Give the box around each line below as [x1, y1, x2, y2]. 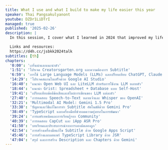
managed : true [5, 21, 35, 26]
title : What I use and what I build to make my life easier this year [5, 7, 155, 12]
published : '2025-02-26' [5, 26, 57, 31]
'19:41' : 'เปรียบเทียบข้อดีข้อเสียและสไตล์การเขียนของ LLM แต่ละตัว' [9, 90, 116, 95]
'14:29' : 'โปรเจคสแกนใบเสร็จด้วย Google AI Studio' [9, 77, 106, 82]
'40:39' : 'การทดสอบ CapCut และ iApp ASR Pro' [9, 118, 102, 123]
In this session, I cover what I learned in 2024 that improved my [9, 35, 153, 40]
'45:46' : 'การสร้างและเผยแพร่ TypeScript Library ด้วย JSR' [9, 132, 121, 137]
